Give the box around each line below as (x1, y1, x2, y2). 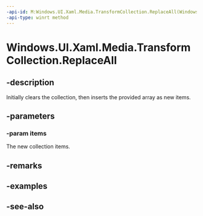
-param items (6, 129, 47, 137)
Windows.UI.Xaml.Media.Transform (6, 41, 191, 54)
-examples (6, 181, 48, 191)
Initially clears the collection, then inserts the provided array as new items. (6, 93, 192, 100)
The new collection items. (6, 143, 71, 150)
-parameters (6, 111, 55, 121)
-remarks (6, 160, 42, 171)
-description (6, 77, 54, 88)
